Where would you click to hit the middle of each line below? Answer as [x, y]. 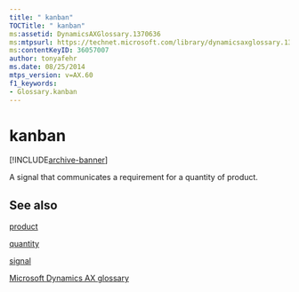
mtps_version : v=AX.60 [51, 75]
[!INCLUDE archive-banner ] [59, 160]
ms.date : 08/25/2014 [48, 67]
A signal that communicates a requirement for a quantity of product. [133, 178]
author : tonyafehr [43, 59]
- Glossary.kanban [43, 91]
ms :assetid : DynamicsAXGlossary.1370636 [85, 34]
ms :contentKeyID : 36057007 [59, 51]
